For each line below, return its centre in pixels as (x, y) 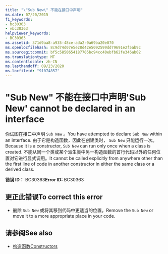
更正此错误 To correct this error (54, 197)
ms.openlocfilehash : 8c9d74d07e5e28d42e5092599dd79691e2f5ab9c (73, 47)
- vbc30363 (17, 29)
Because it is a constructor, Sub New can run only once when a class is (78, 146)
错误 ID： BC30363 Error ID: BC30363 (45, 179)
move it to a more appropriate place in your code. (64, 216)
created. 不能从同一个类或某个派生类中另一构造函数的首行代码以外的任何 (81, 151)
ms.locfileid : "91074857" (32, 71)
